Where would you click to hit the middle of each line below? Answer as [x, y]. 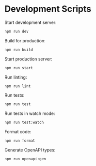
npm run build [19, 50]
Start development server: [31, 22]
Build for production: [25, 40]
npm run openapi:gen [25, 159]
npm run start [19, 68]
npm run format [20, 141]
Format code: [18, 132]
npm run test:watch [24, 123]
